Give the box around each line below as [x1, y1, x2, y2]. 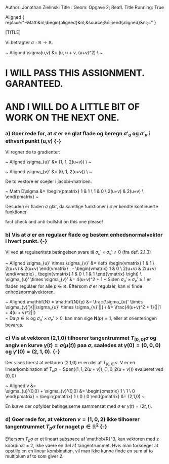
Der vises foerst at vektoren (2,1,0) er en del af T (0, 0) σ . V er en [5, 360, 136, 367]
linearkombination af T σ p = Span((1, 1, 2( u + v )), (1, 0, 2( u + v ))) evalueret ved [5, 366, 163, 373]
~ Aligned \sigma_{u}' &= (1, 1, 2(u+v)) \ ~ [5, 159, 92, 165]
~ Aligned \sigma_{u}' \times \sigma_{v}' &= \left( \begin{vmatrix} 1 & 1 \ [5, 260, 155, 266]
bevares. [5, 322, 24, 328]
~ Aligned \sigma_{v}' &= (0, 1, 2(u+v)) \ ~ [5, 168, 93, 174]
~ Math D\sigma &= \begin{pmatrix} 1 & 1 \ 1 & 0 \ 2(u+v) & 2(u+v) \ [5, 188, 144, 194]
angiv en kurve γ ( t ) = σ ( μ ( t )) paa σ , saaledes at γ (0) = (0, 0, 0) [5, 341, 161, 349]
